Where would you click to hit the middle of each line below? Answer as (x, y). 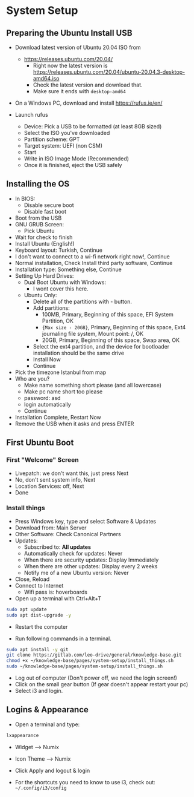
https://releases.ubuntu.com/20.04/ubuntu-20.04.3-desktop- (109, 72)
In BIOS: (25, 198)
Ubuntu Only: (40, 295)
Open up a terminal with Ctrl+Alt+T (58, 598)
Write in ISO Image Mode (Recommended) (77, 159)
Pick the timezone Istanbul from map (61, 372)
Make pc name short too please (63, 392)
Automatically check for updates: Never (73, 553)
